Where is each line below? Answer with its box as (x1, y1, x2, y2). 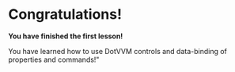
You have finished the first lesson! (8, 31, 123, 41)
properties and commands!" (8, 55, 100, 64)
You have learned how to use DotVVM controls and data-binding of (8, 46, 228, 56)
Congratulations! (8, 5, 123, 23)
